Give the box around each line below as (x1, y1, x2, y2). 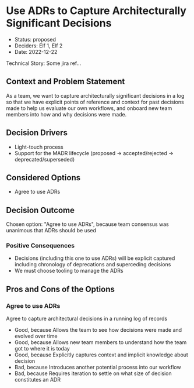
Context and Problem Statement (6, 77, 125, 87)
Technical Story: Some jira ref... (6, 60, 82, 67)
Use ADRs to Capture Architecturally (6, 4, 186, 18)
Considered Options (6, 173, 80, 183)
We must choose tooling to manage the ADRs (14, 267, 124, 274)
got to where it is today (14, 345, 70, 352)
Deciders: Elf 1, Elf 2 (14, 42, 63, 49)
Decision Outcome (6, 205, 75, 215)
